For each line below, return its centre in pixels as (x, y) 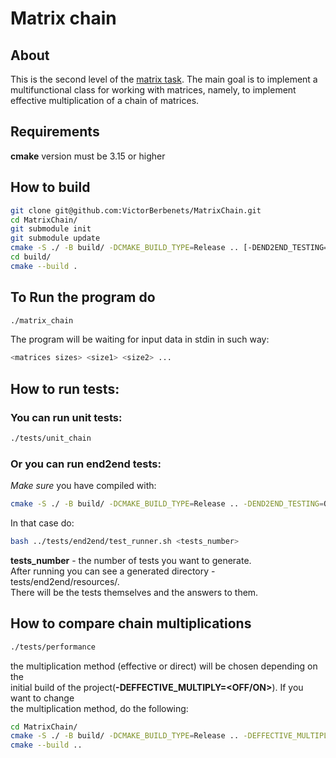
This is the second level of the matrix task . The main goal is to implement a (164, 79)
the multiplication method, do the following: (99, 708)
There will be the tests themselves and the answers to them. (134, 592)
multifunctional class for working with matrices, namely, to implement (153, 90)
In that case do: (42, 523)
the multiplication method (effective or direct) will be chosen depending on (164, 666)
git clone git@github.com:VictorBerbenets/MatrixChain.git (136, 210)
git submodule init (51, 229)
